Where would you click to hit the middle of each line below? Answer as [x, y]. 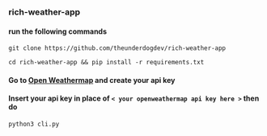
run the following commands [58, 31]
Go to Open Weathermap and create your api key [92, 80]
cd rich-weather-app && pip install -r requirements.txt [106, 63]
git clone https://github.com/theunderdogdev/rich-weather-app [117, 48]
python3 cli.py [34, 124]
